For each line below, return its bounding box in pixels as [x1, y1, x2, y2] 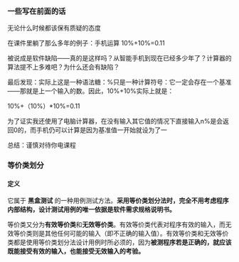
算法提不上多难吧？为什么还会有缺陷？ [7, 62, 119, 72]
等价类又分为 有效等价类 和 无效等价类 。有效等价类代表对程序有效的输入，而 [7, 220, 225, 229]
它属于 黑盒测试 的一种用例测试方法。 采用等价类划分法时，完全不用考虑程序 [7, 197, 229, 205]
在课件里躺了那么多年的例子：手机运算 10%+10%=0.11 [7, 39, 165, 48]
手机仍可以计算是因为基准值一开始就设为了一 [36, 126, 167, 134]
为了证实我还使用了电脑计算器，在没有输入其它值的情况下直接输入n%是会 [7, 117, 223, 126]
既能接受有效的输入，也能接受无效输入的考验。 [7, 247, 144, 256]
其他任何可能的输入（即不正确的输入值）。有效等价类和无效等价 [44, 229, 229, 238]
